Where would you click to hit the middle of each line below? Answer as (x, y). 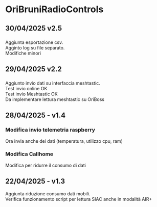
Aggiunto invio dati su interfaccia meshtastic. (53, 83)
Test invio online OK (26, 88)
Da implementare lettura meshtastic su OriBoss (55, 99)
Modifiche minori (23, 53)
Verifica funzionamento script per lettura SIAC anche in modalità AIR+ (79, 199)
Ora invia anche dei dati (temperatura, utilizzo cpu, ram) (64, 141)
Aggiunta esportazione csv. (34, 42)
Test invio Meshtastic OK (31, 94)
